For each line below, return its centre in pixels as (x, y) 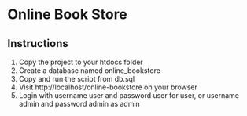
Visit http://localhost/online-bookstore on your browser (108, 87)
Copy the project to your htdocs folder (81, 62)
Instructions (38, 43)
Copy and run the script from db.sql (77, 79)
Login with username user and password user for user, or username (129, 95)
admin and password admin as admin (79, 104)
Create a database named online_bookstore (89, 71)
